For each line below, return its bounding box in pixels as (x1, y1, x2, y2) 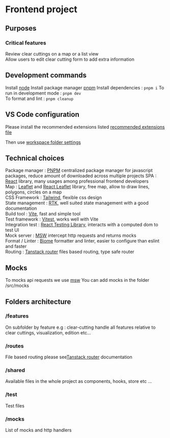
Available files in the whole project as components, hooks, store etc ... (5, 378, 152, 384)
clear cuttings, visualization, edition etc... (5, 329, 91, 335)
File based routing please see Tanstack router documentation (5, 354, 132, 360)
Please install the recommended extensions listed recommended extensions (5, 124, 165, 130)
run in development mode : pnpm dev (5, 90, 81, 96)
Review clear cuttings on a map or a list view (5, 51, 99, 57)
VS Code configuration (5, 110, 80, 119)
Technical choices (5, 154, 65, 162)
